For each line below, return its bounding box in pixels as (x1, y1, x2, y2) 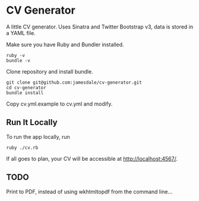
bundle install (6, 90, 44, 95)
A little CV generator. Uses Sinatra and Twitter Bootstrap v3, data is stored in (6, 23, 194, 30)
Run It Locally (6, 117, 58, 127)
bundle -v (6, 58, 31, 63)
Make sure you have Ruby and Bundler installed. (6, 41, 124, 48)
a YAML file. (6, 29, 36, 36)
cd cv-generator (6, 84, 46, 91)
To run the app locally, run (6, 133, 70, 140)
